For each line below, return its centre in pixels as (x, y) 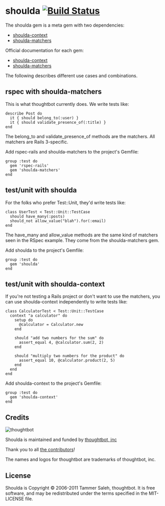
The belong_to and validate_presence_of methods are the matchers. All (80, 136)
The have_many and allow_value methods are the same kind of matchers (82, 235)
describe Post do (24, 113)
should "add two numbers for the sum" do (59, 338)
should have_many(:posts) (38, 216)
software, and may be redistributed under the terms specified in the (77, 493)
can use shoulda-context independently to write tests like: (66, 302)
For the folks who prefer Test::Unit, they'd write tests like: (66, 203)
